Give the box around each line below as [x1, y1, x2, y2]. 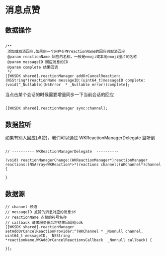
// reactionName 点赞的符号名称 [5, 215, 67, 220]
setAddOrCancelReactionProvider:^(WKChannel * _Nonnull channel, [5, 229, 143, 234]
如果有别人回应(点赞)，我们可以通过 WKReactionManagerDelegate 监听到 [5, 135, 156, 141]
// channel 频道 [5, 204, 37, 209]
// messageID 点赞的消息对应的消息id [5, 209, 76, 214]
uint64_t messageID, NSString [5, 233, 70, 238]
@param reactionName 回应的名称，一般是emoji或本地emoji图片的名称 [7, 54, 138, 59]
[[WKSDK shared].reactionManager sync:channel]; [5, 106, 108, 111]
